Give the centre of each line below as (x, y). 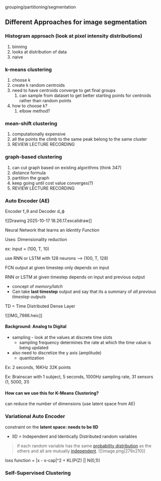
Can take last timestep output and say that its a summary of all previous (84, 291)
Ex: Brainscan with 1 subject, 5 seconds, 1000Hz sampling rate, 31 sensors (79, 377)
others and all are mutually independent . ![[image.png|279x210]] (81, 451)
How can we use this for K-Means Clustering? (52, 393)
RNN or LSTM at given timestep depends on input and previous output (75, 277)
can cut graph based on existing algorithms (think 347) (67, 167)
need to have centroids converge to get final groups (64, 90)
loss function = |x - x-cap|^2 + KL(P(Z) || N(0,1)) (53, 460)
